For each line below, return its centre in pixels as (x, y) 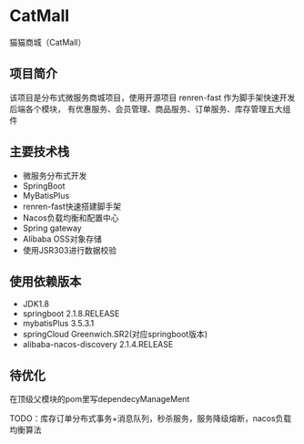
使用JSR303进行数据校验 (69, 250)
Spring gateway (52, 228)
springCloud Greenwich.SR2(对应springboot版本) (115, 335)
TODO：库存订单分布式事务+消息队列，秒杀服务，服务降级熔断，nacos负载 (151, 418)
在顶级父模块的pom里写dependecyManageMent (100, 399)
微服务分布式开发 (55, 175)
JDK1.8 (36, 304)
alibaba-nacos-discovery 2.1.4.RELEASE (98, 345)
